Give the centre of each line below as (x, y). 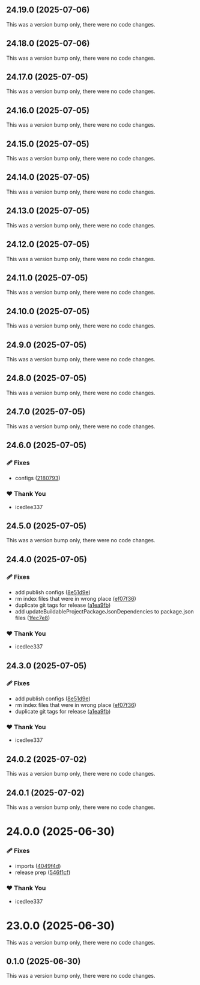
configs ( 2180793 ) (38, 478)
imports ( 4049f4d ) (38, 866)
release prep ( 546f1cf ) (43, 873)
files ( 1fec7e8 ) (32, 618)
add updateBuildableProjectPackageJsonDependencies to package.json (104, 612)
